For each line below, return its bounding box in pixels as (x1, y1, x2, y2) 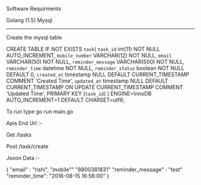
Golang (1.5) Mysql (6, 17, 53, 23)
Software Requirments (6, 5, 62, 12)
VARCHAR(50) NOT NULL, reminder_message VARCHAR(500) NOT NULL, (6, 58, 185, 65)
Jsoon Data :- (6, 154, 40, 161)
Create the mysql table (6, 34, 62, 41)
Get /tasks (6, 131, 32, 138)
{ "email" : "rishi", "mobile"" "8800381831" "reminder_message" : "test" (6, 166, 183, 173)
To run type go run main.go (6, 108, 74, 115)
